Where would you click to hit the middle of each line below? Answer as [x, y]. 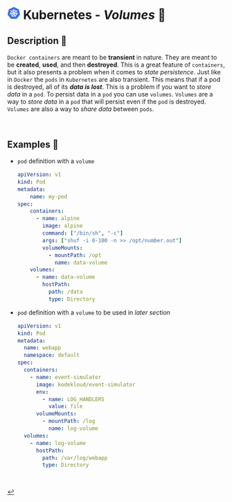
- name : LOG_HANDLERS [74, 399]
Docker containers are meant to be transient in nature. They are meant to [112, 58]
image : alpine [63, 226]
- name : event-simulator [66, 377]
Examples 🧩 [33, 144]
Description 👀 [37, 41]
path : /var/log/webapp [75, 458]
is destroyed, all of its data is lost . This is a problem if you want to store [109, 87]
